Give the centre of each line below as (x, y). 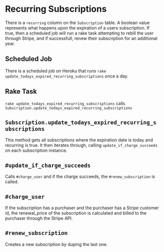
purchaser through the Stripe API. (39, 218)
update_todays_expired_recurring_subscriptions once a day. (67, 76)
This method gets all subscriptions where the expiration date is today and (79, 140)
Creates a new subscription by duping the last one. (56, 244)
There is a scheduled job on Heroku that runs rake (56, 71)
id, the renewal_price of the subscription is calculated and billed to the (76, 213)
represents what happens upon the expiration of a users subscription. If (77, 28)
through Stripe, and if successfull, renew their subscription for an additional (81, 38)
